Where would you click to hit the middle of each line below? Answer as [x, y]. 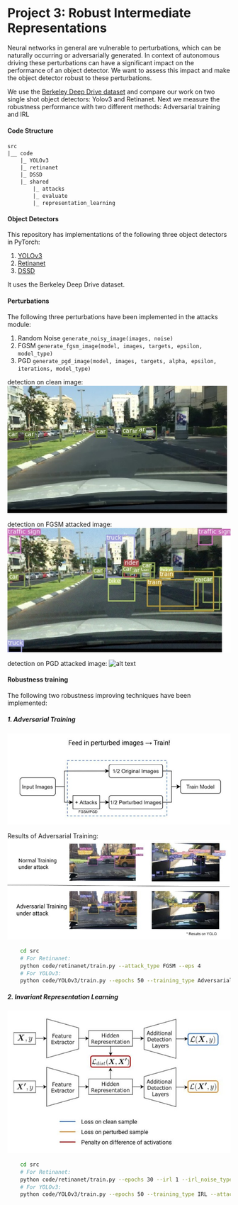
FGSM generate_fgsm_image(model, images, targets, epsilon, [110, 345]
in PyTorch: [24, 242]
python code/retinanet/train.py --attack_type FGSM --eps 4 [110, 966]
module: [19, 324]
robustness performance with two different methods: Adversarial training [114, 106]
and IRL [18, 114]
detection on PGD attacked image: [57, 663]
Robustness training [38, 679]
